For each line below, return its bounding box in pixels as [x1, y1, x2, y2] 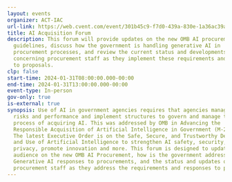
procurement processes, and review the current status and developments [13, 49, 227, 56]
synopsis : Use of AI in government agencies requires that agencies [7, 107, 209, 113]
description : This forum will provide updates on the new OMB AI [7, 36, 199, 43]
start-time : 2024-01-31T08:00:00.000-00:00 [7, 74, 135, 82]
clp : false [7, 68, 39, 75]
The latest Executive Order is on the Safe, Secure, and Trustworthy [13, 132, 217, 139]
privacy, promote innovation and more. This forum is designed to [13, 145, 209, 152]
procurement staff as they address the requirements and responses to [13, 164, 221, 172]
